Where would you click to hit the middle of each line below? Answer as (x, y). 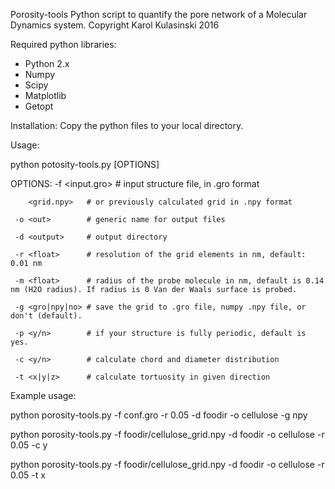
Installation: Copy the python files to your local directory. (127, 125)
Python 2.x (47, 63)
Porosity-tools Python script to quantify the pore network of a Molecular (159, 14)
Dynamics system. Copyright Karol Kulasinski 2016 (115, 25)
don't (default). (46, 316)
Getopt (39, 106)
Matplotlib (45, 95)
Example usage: (43, 395)
